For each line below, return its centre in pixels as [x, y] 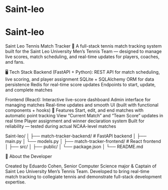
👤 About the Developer [29, 156]
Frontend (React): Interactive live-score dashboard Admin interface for [78, 100]
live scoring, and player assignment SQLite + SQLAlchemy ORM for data [80, 79]
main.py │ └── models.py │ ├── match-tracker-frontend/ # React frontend [83, 141]
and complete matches [29, 90]
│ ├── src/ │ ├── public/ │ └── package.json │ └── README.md [74, 147]
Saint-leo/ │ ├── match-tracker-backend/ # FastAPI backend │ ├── [76, 136]
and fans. [15, 62]
